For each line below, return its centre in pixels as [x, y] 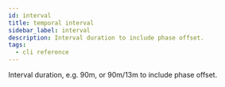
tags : [17, 45]
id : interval [30, 15]
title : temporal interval [51, 23]
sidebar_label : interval [49, 30]
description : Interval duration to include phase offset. [106, 38]
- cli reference [42, 52]
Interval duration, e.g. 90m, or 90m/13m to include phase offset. [113, 75]
